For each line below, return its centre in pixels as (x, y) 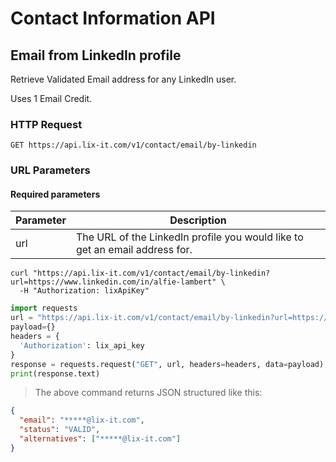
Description (198, 220)
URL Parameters (50, 170)
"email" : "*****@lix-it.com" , (82, 420)
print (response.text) (55, 373)
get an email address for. (134, 250)
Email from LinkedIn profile (96, 55)
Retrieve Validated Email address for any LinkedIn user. (123, 79)
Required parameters (55, 194)
